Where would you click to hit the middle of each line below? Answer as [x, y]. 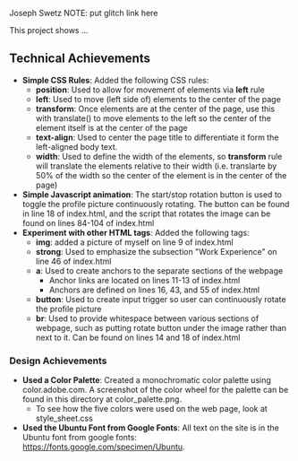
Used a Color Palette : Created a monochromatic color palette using [146, 380]
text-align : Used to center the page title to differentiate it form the [157, 137]
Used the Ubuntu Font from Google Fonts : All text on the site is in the [150, 428]
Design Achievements [58, 361]
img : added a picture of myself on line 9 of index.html [135, 242]
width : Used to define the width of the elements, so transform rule [159, 156]
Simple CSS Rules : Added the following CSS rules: [115, 80]
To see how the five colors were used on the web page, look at [152, 409]
